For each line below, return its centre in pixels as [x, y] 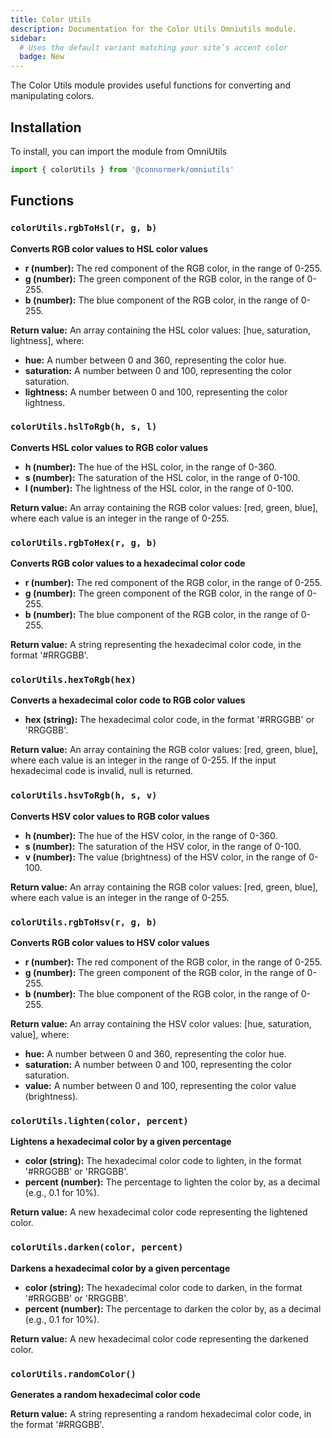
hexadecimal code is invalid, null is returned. [102, 771]
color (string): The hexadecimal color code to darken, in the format [163, 1287]
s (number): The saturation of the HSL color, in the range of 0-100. [162, 477]
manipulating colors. [52, 96]
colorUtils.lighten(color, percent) [99, 1120]
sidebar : [28, 38]
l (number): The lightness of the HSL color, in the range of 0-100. [159, 488]
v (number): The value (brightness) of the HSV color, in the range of [165, 857]
